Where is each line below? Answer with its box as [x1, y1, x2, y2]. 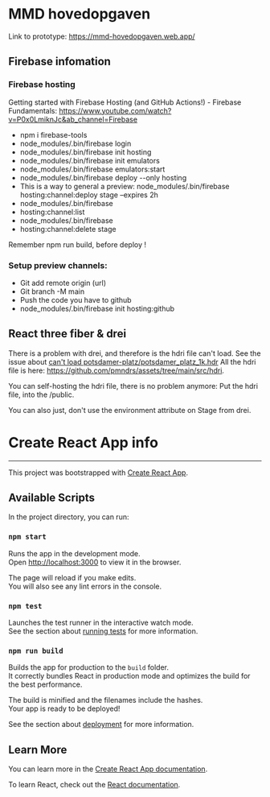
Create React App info [8, 433, 159, 452]
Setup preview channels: [8, 259, 108, 270]
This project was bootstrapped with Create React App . [8, 468, 189, 477]
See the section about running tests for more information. [8, 626, 198, 636]
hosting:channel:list [19, 207, 85, 217]
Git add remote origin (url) [19, 278, 107, 287]
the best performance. [8, 679, 83, 689]
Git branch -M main [19, 287, 85, 296]
